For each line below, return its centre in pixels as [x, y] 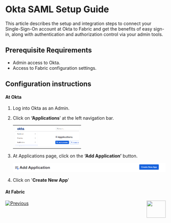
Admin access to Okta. [36, 63]
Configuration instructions [48, 84]
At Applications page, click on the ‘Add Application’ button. [75, 156]
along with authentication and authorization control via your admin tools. [87, 34]
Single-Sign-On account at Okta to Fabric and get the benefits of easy [79, 29]
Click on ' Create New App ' [41, 180]
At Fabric [15, 191]
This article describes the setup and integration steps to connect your [78, 23]
